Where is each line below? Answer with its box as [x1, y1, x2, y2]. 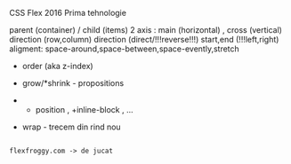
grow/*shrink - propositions [21, 78, 125, 88]
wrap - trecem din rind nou [21, 121, 122, 132]
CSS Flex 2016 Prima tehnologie [9, 8, 127, 18]
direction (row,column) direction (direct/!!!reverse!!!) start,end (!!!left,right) [9, 35, 279, 44]
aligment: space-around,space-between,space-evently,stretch [9, 43, 240, 54]
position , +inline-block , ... [35, 105, 133, 114]
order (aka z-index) [21, 61, 93, 71]
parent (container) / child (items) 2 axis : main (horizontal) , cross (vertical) [9, 25, 283, 35]
